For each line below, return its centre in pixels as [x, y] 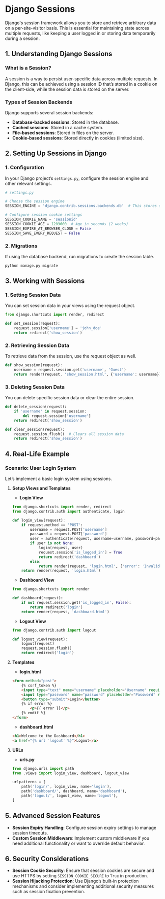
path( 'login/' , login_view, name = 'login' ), [66, 787]
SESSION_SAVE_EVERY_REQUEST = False [42, 233]
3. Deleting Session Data [35, 387]
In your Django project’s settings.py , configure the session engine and [77, 178]
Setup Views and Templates [41, 488]
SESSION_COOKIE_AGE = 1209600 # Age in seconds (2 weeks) [67, 224]
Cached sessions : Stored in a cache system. [58, 127]
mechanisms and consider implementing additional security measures [83, 886]
